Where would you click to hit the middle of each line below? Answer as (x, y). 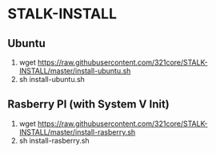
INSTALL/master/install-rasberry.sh (77, 131)
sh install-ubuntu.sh (52, 79)
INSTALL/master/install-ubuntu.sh (75, 71)
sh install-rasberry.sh (54, 140)
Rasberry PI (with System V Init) (88, 104)
